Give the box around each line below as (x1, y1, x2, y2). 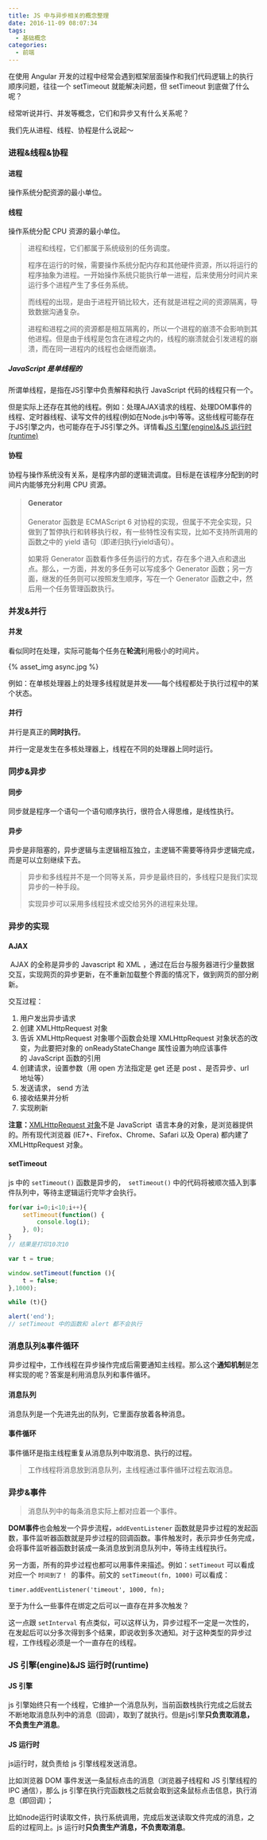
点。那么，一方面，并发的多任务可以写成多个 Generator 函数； (27, 563, 232, 574)
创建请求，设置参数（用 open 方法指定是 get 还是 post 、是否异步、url (19, 1063, 250, 1073)
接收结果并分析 (19, 1093, 69, 1103)
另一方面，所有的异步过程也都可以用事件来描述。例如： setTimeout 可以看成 (8, 1560, 255, 1570)
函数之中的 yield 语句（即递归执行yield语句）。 (27, 537, 179, 546)
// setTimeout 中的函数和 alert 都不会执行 (8, 1320, 143, 1329)
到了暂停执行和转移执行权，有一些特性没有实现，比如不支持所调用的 (34, 527, 258, 536)
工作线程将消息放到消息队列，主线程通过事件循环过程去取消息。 (27, 1465, 237, 1474)
